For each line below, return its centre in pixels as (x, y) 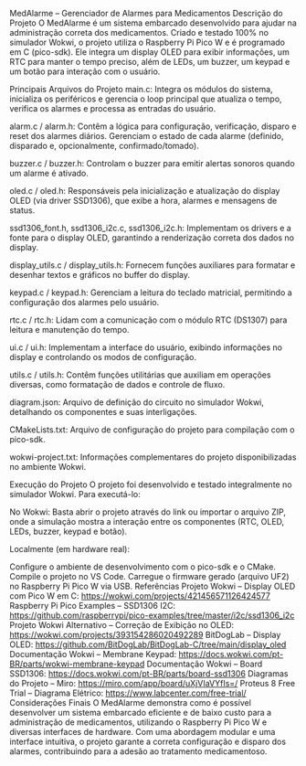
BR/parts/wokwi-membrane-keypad (77, 664)
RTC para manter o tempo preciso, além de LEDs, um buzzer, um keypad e (150, 62)
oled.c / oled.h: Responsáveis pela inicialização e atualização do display (145, 191)
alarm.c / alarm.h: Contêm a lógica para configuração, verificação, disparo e (153, 126)
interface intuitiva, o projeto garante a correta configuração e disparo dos (148, 741)
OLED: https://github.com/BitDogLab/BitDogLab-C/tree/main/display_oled (148, 644)
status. (22, 210)
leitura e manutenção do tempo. (69, 330)
